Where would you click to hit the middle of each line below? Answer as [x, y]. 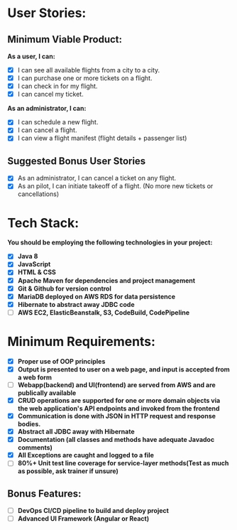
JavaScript [34, 264]
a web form [34, 377]
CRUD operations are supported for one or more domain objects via [119, 400]
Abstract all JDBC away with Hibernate [76, 432]
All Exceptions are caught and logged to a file [86, 455]
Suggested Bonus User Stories [77, 161]
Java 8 [28, 256]
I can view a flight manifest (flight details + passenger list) [102, 138]
